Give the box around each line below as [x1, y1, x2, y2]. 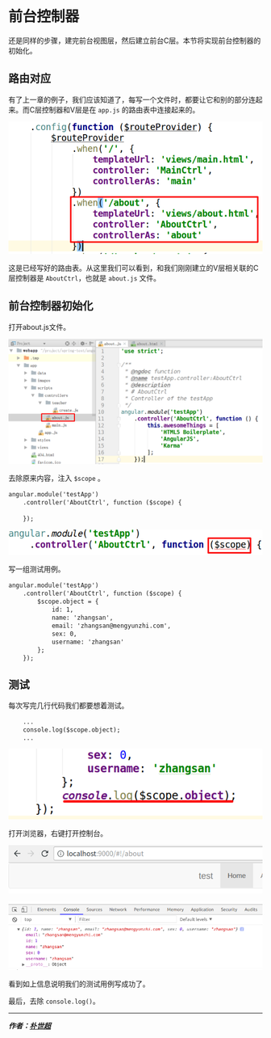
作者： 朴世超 [8, 1021, 51, 1031]
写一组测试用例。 [8, 563, 65, 574]
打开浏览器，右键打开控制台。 [8, 829, 107, 838]
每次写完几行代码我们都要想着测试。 [8, 701, 129, 711]
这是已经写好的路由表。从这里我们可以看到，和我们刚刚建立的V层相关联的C [8, 264, 259, 273]
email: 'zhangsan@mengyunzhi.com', [51, 622, 172, 630]
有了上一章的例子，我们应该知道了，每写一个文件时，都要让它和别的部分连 [8, 95, 256, 104]
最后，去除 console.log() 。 [8, 996, 101, 1006]
